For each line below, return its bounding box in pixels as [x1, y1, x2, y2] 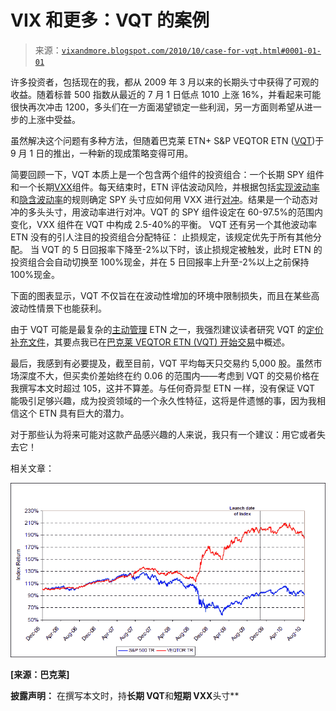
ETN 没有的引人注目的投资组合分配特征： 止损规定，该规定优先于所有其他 [10, 231, 313, 243]
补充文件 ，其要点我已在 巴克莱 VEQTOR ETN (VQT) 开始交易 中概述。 [10, 336, 291, 348]
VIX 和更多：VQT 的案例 [10, 9, 210, 32]
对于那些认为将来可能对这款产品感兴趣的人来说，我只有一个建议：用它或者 [10, 428, 317, 440]
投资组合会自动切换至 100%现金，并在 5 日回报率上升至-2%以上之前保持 [10, 256, 310, 268]
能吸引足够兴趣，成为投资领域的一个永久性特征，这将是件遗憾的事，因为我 [10, 394, 317, 406]
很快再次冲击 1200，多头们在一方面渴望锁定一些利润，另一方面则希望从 [10, 101, 305, 113]
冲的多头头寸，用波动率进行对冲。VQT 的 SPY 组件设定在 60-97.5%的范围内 [10, 206, 324, 218]
